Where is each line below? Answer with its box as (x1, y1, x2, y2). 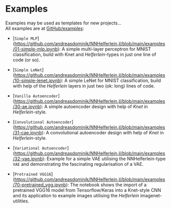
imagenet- (140, 192, 162, 198)
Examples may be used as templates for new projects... (5, 20, 121, 26)
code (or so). (12, 56, 40, 63)
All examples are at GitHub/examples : (5, 25, 84, 31)
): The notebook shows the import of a (66, 182, 147, 188)
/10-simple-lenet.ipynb (12, 77, 61, 83)
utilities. (12, 198, 30, 204)
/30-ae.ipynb (12, 103, 41, 109)
